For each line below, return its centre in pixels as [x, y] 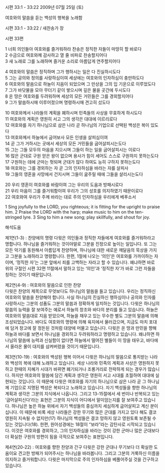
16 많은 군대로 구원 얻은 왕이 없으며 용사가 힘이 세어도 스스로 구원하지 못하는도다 [82, 156]
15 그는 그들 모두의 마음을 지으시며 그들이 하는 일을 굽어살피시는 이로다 [73, 150]
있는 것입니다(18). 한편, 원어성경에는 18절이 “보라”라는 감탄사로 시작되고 [74, 424]
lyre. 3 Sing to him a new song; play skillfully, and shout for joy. [87, 217]
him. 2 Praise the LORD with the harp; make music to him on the [69, 212]
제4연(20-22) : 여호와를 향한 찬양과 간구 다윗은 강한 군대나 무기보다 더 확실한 [79, 447]
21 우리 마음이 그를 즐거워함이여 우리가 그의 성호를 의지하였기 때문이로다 [74, 191]
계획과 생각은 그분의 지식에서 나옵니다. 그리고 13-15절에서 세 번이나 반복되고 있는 [82, 394]
